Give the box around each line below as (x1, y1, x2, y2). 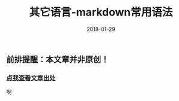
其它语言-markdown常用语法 (29, 5, 173, 19)
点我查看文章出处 (6, 74, 56, 82)
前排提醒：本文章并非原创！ (6, 54, 109, 65)
